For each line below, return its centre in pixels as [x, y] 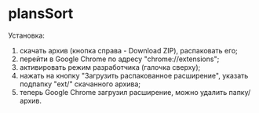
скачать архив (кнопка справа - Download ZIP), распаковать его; [128, 50]
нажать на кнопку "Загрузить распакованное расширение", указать [134, 75]
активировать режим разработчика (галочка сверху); [110, 67]
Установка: [27, 35]
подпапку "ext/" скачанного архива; [80, 84]
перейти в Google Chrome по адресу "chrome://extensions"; [119, 59]
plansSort [41, 14]
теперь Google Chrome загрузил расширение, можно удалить [123, 92]
